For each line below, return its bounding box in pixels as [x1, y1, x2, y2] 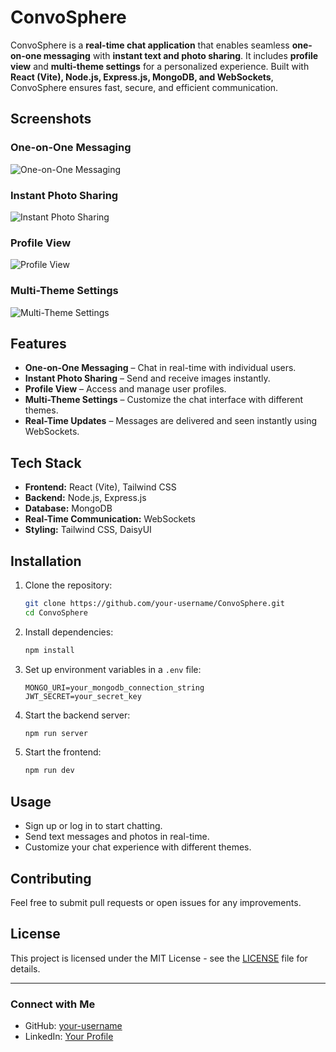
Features [10, 335, 67, 352]
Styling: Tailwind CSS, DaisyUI [24, 524, 152, 536]
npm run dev [24, 766, 75, 776]
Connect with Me [10, 997, 96, 1011]
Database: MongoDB [24, 502, 113, 515]
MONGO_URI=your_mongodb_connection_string [24, 682, 205, 693]
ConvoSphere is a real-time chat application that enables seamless [10, 39, 290, 51]
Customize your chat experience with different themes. [24, 841, 252, 853]
